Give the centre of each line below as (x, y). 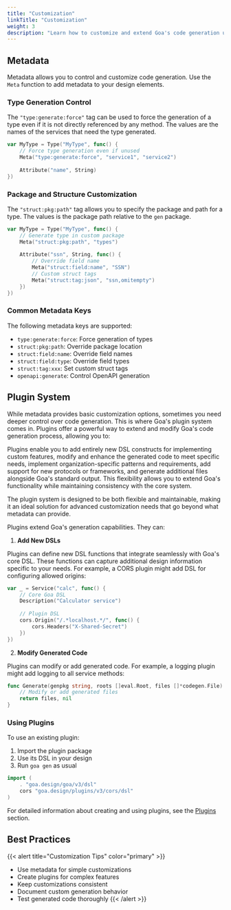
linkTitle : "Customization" (47, 20)
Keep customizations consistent (62, 884)
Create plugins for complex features (68, 877)
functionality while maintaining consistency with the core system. (100, 485)
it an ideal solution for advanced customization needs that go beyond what (113, 506)
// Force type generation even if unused (79, 151)
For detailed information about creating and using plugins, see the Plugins (112, 810)
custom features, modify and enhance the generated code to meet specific (113, 456)
